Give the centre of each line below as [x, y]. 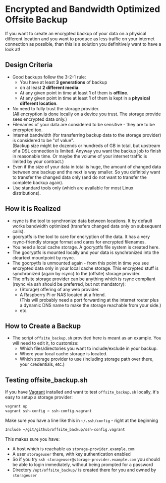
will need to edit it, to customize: [45, 343]
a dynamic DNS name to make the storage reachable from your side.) [90, 305]
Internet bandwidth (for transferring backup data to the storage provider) [87, 135]
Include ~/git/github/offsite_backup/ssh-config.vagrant [65, 429]
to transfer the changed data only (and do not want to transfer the [80, 177]
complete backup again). [38, 182]
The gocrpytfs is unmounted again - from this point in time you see [81, 263]
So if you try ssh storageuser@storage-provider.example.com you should [86, 459]
